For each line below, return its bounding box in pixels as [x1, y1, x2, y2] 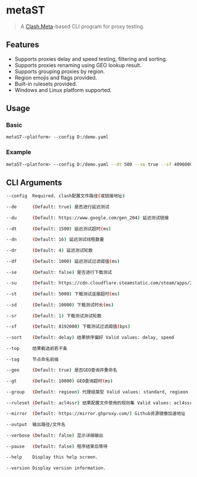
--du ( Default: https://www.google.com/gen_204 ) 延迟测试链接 [6, 215, 169, 221]
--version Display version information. [6, 465, 107, 471]
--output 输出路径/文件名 [6, 422, 66, 428]
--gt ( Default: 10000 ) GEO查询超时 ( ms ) [6, 378, 113, 384]
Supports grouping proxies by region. [14, 68, 106, 75]
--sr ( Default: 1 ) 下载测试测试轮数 [6, 313, 101, 319]
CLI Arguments [6, 177, 63, 187]
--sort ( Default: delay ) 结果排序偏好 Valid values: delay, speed [6, 335, 174, 341]
